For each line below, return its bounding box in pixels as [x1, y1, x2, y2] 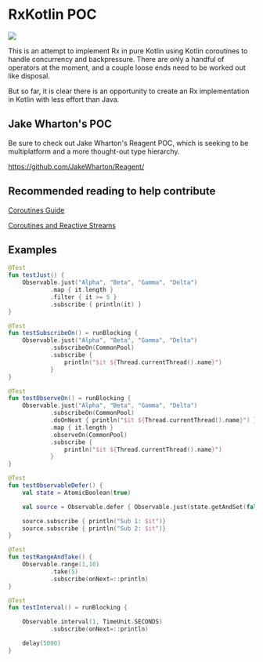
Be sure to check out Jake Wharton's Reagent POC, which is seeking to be [8, 138, 249, 147]
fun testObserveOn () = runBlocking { [8, 395, 131, 402]
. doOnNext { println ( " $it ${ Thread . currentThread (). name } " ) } [49, 416, 258, 424]
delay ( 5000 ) [22, 639, 61, 647]
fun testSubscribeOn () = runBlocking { [8, 329, 139, 337]
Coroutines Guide [8, 206, 65, 215]
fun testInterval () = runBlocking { [8, 604, 128, 612]
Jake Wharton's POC [8, 118, 112, 131]
